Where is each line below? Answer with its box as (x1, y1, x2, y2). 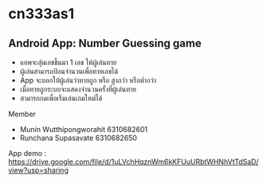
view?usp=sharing (8, 165, 69, 175)
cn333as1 (8, 5, 75, 23)
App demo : (8, 149, 47, 158)
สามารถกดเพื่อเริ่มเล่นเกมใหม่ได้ (19, 93, 103, 103)
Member (8, 109, 37, 119)
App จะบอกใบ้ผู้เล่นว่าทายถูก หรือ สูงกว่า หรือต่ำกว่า (19, 76, 157, 84)
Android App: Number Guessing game (8, 37, 202, 50)
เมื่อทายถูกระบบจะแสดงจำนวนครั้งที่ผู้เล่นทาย (19, 84, 137, 94)
